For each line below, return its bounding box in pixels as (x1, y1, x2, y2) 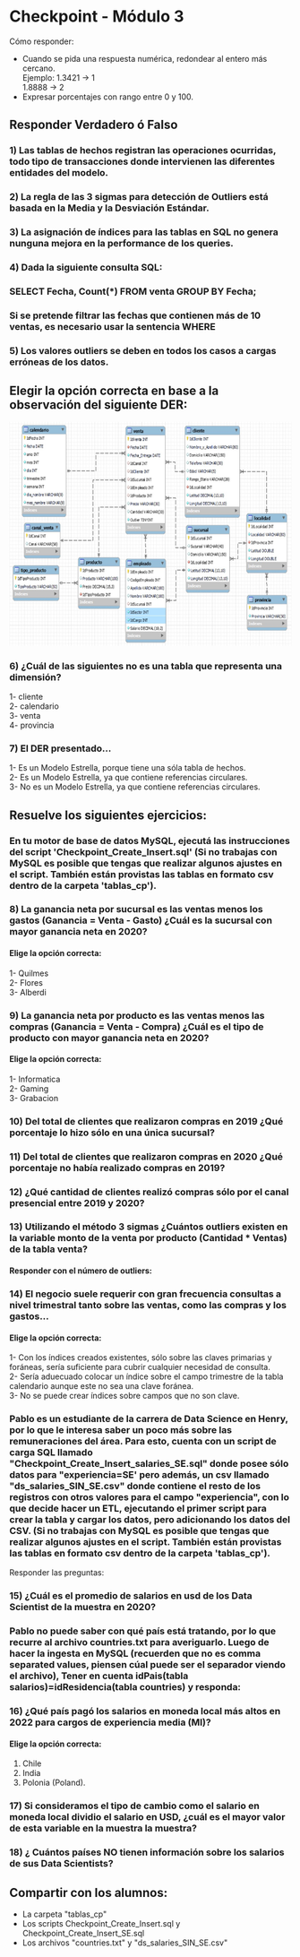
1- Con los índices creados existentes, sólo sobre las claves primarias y (9, 1352, 272, 1363)
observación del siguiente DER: (9, 397, 188, 413)
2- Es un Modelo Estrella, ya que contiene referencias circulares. (9, 772, 248, 783)
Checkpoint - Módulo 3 (9, 6, 184, 27)
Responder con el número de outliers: (9, 1265, 152, 1276)
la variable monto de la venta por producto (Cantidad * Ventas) (9, 1232, 288, 1245)
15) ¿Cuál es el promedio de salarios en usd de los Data (9, 1590, 253, 1602)
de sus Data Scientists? (9, 1858, 114, 1870)
